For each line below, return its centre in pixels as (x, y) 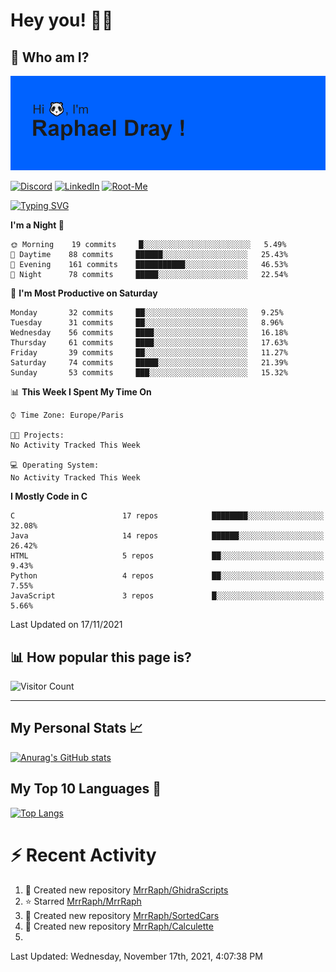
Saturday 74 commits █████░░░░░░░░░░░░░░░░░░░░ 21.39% (149, 363)
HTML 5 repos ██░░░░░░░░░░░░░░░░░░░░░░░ (167, 556)
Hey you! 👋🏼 (62, 20)
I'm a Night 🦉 (37, 225)
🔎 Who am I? (50, 57)
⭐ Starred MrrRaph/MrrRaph (83, 901)
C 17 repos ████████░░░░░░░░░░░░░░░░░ (167, 516)
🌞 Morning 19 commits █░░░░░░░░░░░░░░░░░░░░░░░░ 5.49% (148, 245)
